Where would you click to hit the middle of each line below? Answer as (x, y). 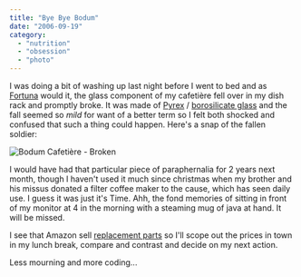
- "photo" (36, 60)
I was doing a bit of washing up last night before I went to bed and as (138, 86)
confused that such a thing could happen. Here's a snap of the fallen (137, 124)
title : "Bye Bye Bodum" (54, 18)
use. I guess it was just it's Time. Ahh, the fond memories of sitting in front (148, 198)
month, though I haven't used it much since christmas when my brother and (151, 179)
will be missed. (37, 218)
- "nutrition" (44, 43)
